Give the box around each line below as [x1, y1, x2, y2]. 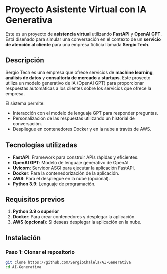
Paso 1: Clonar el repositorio [5, 248, 75, 255]
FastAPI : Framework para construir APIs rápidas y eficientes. [12, 154, 139, 160]
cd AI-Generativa [5, 264, 42, 269]
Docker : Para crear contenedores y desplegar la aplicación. [12, 214, 136, 220]
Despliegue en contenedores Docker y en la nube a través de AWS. [12, 126, 152, 132]
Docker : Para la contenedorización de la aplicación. [12, 170, 119, 176]
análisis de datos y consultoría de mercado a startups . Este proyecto [5, 74, 151, 81]
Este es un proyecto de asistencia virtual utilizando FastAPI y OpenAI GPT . [5, 31, 162, 37]
